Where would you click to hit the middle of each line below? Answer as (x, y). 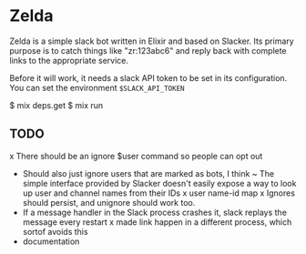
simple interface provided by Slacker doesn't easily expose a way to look (159, 183)
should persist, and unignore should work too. (109, 202)
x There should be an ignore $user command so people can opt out (136, 156)
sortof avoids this (55, 231)
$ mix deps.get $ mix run (56, 105)
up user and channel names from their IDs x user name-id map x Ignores (159, 193)
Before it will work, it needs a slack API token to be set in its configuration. (148, 77)
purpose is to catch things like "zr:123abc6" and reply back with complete (148, 50)
